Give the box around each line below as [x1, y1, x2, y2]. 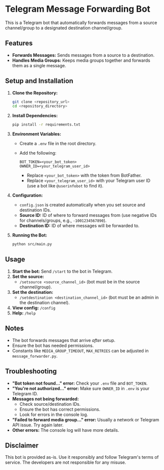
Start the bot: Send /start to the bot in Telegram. [12, 268, 113, 274]
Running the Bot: [12, 232, 47, 238]
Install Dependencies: [12, 113, 58, 119]
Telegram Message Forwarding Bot [5, 3, 151, 15]
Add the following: [19, 150, 57, 156]
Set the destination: [12, 289, 53, 295]
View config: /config [12, 305, 56, 311]
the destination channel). [19, 299, 70, 305]
